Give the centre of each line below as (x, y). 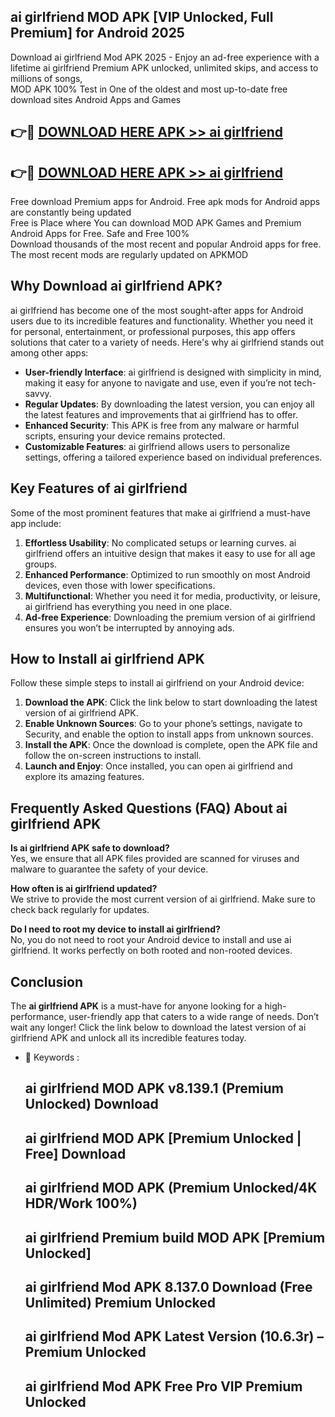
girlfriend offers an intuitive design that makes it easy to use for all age (170, 553)
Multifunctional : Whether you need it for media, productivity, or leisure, (172, 596)
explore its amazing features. (84, 777)
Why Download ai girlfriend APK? (116, 286)
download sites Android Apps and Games (96, 99)
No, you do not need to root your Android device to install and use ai (151, 940)
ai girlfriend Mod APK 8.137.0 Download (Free (168, 1287)
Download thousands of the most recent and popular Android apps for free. (166, 244)
